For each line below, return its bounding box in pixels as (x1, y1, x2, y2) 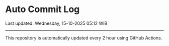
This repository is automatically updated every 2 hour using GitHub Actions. (5, 34, 162, 41)
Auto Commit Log (5, 4, 80, 15)
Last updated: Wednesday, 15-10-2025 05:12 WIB (5, 20, 108, 26)
